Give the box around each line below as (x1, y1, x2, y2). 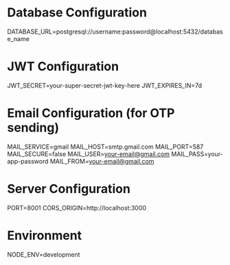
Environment (7, 227, 82, 243)
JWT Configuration (7, 59, 119, 75)
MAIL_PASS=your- (171, 149, 223, 158)
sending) (7, 120, 60, 136)
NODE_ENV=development (7, 250, 80, 258)
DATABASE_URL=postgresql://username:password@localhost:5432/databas (7, 27, 223, 36)
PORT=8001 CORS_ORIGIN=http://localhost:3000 (7, 203, 146, 212)
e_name (7, 34, 30, 42)
